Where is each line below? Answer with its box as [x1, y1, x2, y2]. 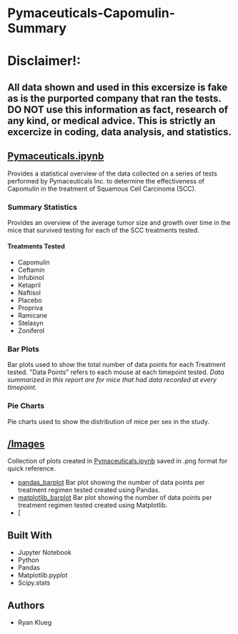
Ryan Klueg [17, 618, 52, 627]
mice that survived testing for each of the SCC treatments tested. [7, 226, 200, 234]
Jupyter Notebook [17, 548, 71, 557]
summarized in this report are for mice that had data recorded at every [7, 376, 217, 384]
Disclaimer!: [7, 53, 81, 69]
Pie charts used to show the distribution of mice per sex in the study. [7, 417, 210, 426]
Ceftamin [17, 266, 45, 274]
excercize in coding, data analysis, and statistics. [7, 126, 232, 138]
